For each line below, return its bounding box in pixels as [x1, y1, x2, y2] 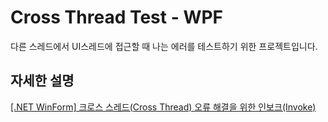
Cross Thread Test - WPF [10, 6, 224, 29]
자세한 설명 [10, 72, 75, 90]
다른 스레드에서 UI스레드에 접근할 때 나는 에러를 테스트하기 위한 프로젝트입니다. [10, 40, 318, 52]
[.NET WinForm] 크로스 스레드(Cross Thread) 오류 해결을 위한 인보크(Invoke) [10, 101, 317, 113]
